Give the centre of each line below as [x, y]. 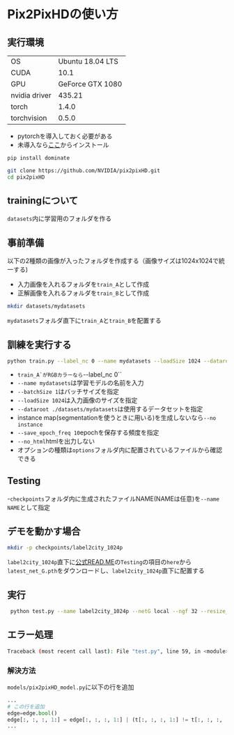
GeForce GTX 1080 [90, 84]
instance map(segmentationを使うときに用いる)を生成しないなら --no [117, 417]
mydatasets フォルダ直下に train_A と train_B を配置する [84, 321]
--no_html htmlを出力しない [56, 441]
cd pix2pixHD [26, 177]
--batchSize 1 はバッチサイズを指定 [68, 391]
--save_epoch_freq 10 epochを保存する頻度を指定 [88, 432]
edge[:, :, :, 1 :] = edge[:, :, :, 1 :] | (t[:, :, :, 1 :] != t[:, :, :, [115, 720]
